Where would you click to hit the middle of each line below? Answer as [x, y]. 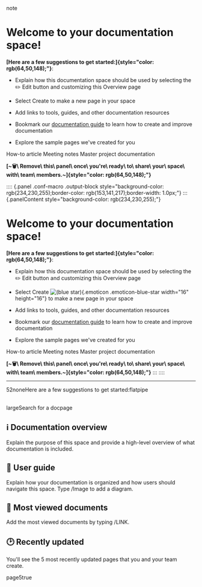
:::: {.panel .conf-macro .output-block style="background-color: [85, 186]
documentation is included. [40, 449]
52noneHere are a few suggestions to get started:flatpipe [77, 389]
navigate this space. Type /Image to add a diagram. [70, 489]
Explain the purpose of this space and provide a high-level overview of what [101, 442]
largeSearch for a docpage [39, 408]
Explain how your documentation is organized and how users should [91, 482]
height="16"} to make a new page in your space [74, 298]
